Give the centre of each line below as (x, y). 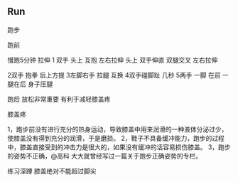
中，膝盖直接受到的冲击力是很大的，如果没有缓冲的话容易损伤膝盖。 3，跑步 (119, 147)
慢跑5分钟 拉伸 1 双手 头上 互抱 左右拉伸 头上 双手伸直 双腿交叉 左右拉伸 (113, 60)
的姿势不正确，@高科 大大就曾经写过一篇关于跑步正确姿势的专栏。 (105, 156)
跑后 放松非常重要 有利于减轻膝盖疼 (59, 99)
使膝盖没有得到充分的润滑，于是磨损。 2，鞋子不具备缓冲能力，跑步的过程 (116, 138)
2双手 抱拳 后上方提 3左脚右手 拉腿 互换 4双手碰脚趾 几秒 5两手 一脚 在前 (114, 75)
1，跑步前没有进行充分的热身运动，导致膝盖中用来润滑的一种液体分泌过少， (118, 129)
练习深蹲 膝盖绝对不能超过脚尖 (52, 171)
